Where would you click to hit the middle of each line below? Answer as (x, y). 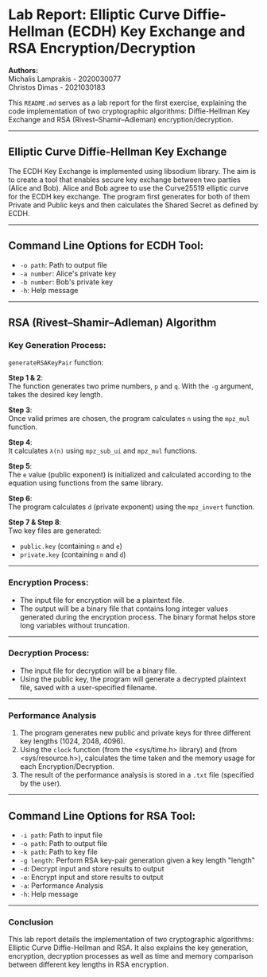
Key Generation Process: (57, 345)
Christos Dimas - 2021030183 (57, 87)
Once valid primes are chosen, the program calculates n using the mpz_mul (129, 419)
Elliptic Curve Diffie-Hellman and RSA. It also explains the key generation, (128, 948)
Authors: (23, 70)
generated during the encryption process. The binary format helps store (137, 616)
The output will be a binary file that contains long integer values (124, 608)
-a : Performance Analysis (62, 885)
